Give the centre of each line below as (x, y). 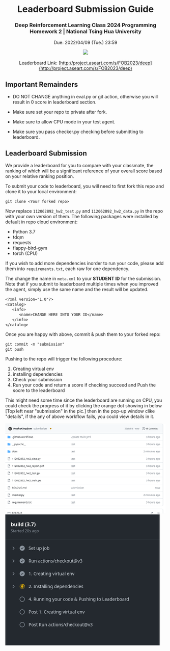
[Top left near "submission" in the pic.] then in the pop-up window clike (80, 411)
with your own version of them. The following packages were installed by (82, 217)
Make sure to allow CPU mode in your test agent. (64, 122)
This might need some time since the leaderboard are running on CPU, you (84, 400)
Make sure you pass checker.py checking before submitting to (78, 132)
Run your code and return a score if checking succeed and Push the (84, 385)
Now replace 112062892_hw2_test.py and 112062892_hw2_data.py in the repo (84, 211)
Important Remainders (42, 84)
